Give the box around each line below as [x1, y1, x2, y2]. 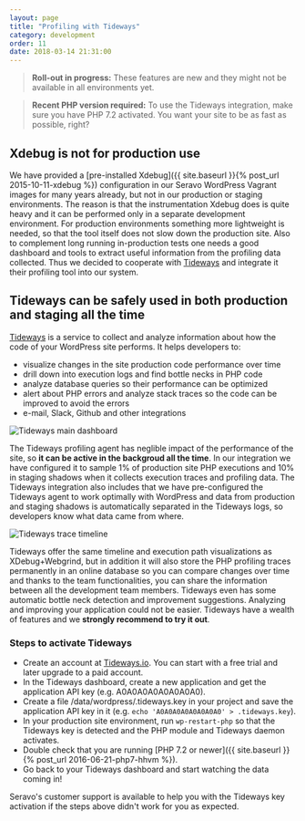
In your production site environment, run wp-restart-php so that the [22, 715, 276, 726]
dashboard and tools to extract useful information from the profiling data [9, 247, 281, 258]
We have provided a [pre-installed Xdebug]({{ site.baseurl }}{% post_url [9, 170, 280, 181]
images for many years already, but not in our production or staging [9, 189, 263, 200]
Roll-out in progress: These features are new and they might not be [31, 72, 287, 83]
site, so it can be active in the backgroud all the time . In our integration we [9, 452, 291, 463]
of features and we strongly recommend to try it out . [9, 613, 210, 625]
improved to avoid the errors [22, 398, 130, 409]
